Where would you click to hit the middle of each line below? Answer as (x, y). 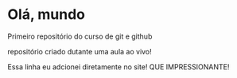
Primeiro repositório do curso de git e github (80, 36)
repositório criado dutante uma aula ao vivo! (80, 51)
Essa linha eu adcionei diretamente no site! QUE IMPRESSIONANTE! (118, 67)
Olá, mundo (46, 15)
